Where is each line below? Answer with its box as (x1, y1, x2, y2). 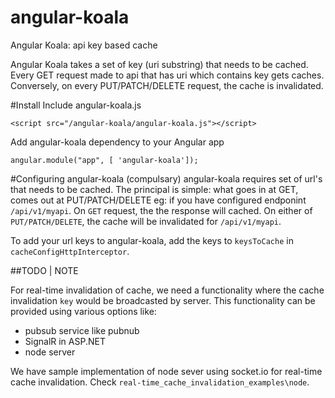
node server (24, 346, 76, 358)
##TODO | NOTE (10, 264, 79, 276)
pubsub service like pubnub (24, 324, 140, 336)
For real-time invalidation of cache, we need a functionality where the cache (10, 284, 325, 296)
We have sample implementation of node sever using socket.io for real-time (10, 365, 323, 377)
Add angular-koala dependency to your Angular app (10, 136, 225, 148)
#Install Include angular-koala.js (10, 99, 142, 111)
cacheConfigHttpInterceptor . (10, 245, 130, 257)
